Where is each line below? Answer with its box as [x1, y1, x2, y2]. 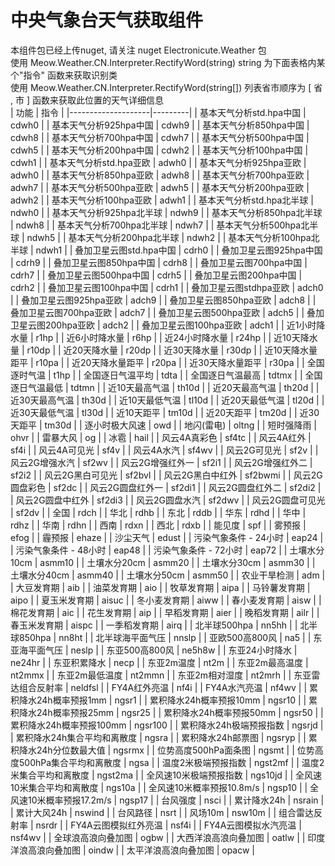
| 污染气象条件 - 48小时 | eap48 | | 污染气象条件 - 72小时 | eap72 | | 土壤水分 [10, 544, 325, 556]
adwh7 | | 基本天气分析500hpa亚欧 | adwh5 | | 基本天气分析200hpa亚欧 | [10, 181, 310, 193]
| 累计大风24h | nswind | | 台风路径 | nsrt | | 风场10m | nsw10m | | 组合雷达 [10, 806, 314, 818]
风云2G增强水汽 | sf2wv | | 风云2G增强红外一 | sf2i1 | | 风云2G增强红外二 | [10, 456, 313, 468]
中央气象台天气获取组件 [10, 9, 204, 32]
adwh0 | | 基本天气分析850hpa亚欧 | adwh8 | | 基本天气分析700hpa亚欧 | [10, 169, 310, 181]
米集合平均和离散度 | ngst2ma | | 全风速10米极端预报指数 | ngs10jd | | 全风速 [10, 769, 323, 781]
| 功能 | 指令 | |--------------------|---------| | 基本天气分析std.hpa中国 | [10, 106, 307, 118]
